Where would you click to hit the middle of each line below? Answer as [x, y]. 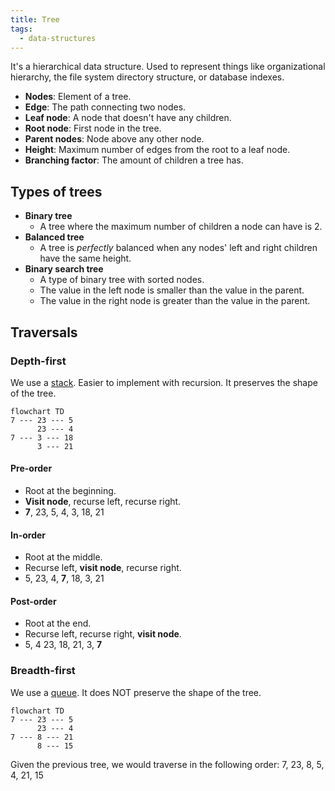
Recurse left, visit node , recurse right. [103, 568]
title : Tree [35, 19]
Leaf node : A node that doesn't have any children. [128, 118]
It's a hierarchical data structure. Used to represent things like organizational [168, 67]
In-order [28, 535]
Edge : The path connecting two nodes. [105, 107]
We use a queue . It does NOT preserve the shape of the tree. [136, 692]
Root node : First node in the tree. [93, 128]
